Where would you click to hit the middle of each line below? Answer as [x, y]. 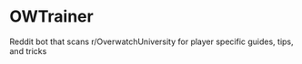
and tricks [28, 50]
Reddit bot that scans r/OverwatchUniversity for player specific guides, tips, [151, 41]
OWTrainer [51, 17]
